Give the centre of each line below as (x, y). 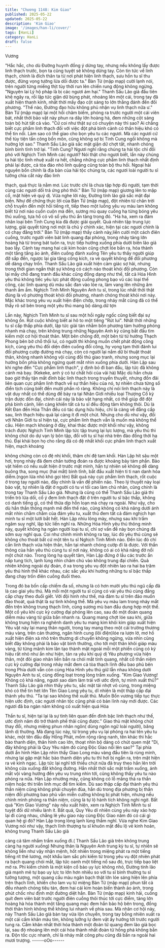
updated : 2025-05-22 (26, 19)
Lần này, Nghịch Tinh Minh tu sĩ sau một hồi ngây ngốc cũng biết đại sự (78, 315)
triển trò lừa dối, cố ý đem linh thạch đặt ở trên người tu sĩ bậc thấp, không (80, 497)
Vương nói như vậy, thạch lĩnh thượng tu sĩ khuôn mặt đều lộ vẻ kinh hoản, (81, 826)
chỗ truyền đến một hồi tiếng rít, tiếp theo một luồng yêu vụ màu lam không (82, 206)
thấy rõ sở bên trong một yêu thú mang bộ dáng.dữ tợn (61, 305)
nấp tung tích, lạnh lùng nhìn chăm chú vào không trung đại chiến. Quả (77, 560)
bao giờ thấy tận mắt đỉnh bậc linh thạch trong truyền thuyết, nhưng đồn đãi (82, 378)
